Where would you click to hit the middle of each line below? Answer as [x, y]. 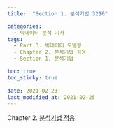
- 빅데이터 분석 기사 [39, 33]
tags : [15, 39]
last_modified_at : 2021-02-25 [51, 97]
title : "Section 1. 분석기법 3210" [58, 14]
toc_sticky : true [33, 77]
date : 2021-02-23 [33, 91]
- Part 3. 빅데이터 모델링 [48, 46]
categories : [24, 26]
